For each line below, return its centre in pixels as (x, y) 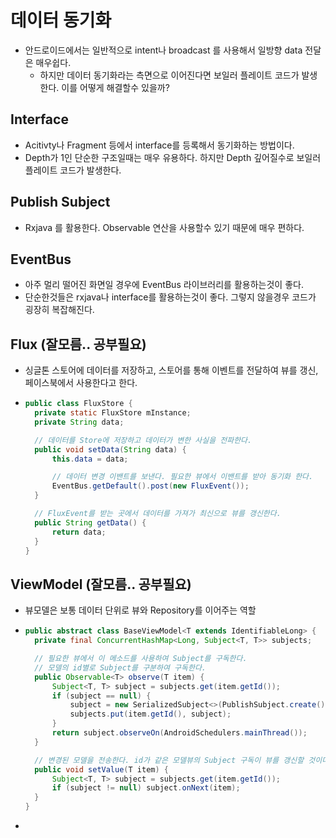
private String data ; (79, 422)
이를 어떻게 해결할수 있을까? (115, 87)
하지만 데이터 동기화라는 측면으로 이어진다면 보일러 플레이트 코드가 (169, 75)
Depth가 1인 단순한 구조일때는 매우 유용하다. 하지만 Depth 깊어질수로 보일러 (173, 157)
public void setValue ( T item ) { (101, 769)
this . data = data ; (90, 459)
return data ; (79, 532)
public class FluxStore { (78, 404)
